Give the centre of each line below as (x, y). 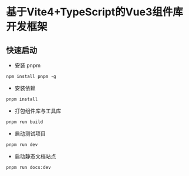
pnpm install (22, 99)
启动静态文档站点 (35, 156)
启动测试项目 (30, 133)
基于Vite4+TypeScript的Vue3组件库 (95, 12)
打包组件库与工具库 (38, 111)
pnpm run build (25, 122)
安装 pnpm (28, 65)
